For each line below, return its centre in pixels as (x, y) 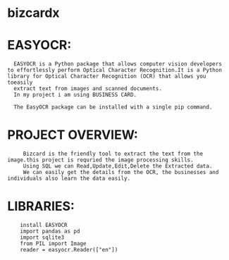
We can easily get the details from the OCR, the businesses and (121, 173)
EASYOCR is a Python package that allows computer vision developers (118, 64)
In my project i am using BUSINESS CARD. (75, 95)
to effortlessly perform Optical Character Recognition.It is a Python (114, 70)
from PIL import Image (53, 244)
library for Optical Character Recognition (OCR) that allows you (107, 76)
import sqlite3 (42, 237)
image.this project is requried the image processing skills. (100, 160)
